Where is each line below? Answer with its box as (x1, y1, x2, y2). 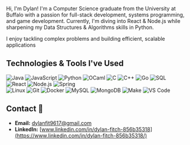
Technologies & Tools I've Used (6, 58, 124, 68)
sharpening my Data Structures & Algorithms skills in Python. (6, 24, 154, 31)
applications (6, 41, 36, 48)
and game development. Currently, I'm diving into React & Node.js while (6, 18, 181, 24)
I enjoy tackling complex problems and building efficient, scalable (6, 35, 165, 42)
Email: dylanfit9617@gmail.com (14, 119, 92, 126)
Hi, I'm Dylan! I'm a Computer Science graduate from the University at (6, 5, 176, 12)
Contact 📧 (6, 104, 44, 114)
